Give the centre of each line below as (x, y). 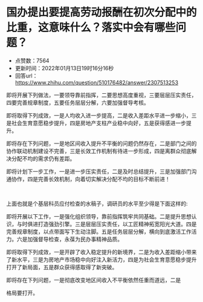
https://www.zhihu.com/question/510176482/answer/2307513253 (97, 82)
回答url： (26, 76)
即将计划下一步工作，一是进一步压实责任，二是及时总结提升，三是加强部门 (99, 171)
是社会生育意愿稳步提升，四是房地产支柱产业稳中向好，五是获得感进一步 (96, 123)
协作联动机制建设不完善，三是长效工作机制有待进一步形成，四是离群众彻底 (99, 151)
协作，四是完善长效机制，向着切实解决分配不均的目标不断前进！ (91, 179)
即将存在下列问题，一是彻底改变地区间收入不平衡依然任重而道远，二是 (94, 280)
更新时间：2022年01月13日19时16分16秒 (64, 68)
